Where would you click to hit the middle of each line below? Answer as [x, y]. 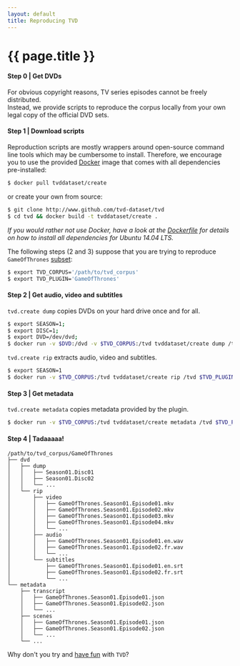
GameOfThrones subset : [40, 259]
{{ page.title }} [51, 56]
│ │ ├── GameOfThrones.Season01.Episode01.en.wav [95, 541]
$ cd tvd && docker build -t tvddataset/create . [83, 216]
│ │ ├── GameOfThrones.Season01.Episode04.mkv [91, 522]
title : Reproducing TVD [43, 21]
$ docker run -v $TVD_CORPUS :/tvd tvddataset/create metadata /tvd [110, 422]
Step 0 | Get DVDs [35, 76]
